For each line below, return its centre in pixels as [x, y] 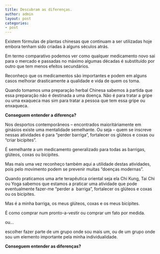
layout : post [18, 18]
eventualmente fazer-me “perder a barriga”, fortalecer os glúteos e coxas [79, 189]
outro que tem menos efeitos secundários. [47, 67]
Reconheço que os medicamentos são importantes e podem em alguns [76, 76]
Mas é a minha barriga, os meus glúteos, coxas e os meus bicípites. [73, 203]
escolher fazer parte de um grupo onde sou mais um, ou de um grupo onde [80, 232]
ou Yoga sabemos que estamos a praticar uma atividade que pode [71, 184]
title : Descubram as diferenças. [39, 9]
